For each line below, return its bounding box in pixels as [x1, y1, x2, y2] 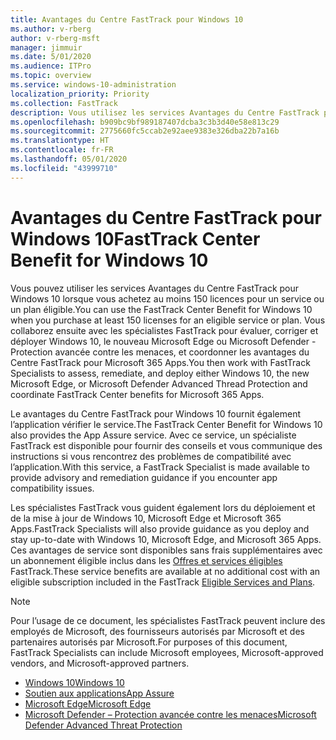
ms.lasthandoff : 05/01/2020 [10, 154, 128, 164]
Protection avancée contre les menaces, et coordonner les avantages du [10, 346, 310, 358]
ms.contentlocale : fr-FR [10, 145, 114, 155]
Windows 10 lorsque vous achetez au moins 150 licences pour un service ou [10, 292, 325, 305]
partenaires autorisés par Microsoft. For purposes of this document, [10, 636, 288, 648]
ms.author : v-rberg [10, 24, 92, 34]
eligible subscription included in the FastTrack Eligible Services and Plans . [10, 576, 316, 588]
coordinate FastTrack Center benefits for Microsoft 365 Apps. [10, 388, 265, 400]
